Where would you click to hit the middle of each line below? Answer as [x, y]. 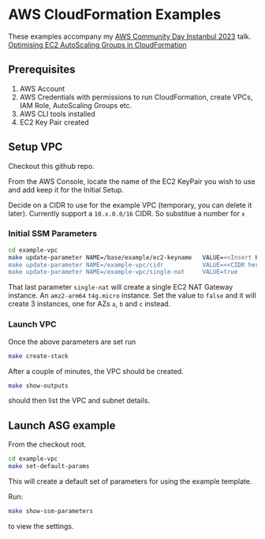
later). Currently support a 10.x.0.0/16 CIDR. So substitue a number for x [127, 213]
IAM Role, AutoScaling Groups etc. [76, 105]
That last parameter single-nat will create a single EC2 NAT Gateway [121, 287]
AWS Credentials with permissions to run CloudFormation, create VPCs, [136, 97]
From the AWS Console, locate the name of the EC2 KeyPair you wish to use [132, 181]
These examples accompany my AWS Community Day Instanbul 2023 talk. [130, 36]
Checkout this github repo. [51, 166]
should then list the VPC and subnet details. [79, 401]
